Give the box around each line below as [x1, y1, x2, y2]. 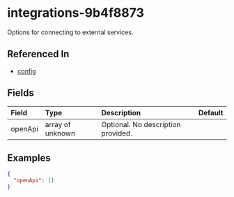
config [17, 66, 36, 75]
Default [198, 108, 224, 117]
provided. [101, 128, 132, 138]
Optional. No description [101, 119, 181, 129]
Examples [7, 152, 51, 163]
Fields [7, 87, 35, 99]
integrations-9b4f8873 [7, 5, 145, 21]
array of [45, 119, 71, 129]
